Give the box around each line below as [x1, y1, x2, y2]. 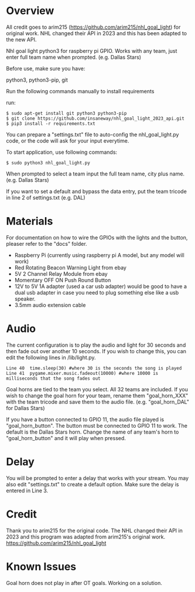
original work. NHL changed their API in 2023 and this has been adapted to [6, 29, 187, 36]
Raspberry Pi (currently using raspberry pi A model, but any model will [14, 251, 184, 259]
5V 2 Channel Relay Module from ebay [14, 270, 108, 277]
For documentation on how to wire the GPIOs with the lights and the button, [6, 234, 188, 241]
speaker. [14, 295, 36, 302]
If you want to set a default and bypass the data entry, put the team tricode [6, 188, 187, 195]
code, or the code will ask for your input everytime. [6, 137, 129, 144]
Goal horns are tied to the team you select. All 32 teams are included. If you [6, 385, 189, 393]
